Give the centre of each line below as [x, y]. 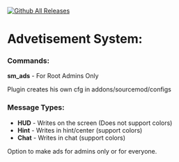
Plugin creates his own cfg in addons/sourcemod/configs [89, 89]
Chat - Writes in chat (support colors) [71, 138]
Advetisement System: [75, 39]
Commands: [29, 61]
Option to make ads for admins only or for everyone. [82, 151]
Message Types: [36, 108]
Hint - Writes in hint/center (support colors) [80, 130]
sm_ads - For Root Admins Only [53, 76]
